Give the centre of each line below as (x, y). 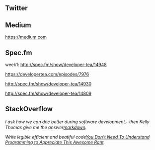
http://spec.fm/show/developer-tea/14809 (48, 93)
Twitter (17, 8)
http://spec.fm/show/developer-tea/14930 (48, 84)
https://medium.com (26, 37)
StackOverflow (29, 109)
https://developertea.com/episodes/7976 (47, 75)
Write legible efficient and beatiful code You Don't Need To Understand (77, 137)
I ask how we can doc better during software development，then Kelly (77, 122)
